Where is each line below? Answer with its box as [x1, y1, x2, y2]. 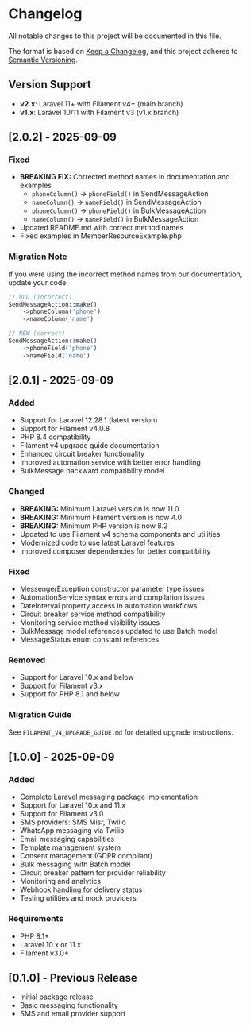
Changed [8, 486, 45, 497]
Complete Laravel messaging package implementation [19, 792, 198, 802]
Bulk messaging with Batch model [19, 859, 131, 870]
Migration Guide [8, 709, 72, 720]
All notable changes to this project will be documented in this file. [8, 31, 222, 40]
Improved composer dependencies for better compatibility [19, 546, 211, 556]
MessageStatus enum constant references [19, 634, 160, 644]
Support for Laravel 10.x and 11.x [19, 800, 126, 810]
